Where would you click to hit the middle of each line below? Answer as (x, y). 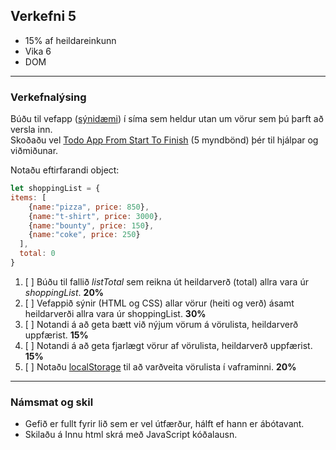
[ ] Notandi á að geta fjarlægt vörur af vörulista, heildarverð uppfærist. (168, 345)
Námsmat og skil (52, 402)
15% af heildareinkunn (70, 40)
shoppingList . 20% (64, 292)
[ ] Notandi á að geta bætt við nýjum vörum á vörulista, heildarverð (161, 324)
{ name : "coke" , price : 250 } (84, 235)
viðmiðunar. (34, 151)
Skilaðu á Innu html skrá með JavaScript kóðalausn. (131, 435)
